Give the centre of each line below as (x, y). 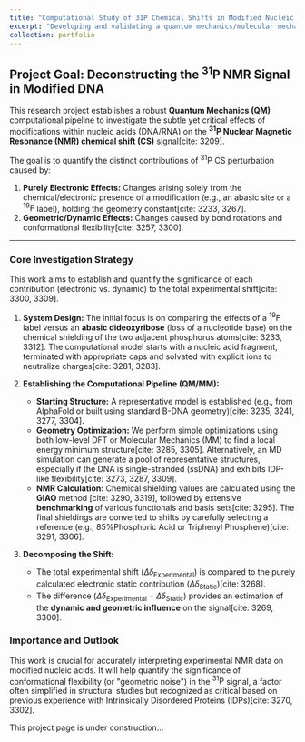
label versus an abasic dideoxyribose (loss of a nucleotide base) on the (157, 327)
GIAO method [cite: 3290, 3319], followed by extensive (139, 498)
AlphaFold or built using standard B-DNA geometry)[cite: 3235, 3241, (165, 411)
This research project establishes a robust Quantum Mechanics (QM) (140, 111)
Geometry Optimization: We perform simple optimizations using (157, 431)
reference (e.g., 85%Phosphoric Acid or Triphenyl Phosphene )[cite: (162, 527)
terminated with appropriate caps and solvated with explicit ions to (147, 356)
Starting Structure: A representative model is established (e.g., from (164, 402)
